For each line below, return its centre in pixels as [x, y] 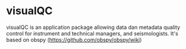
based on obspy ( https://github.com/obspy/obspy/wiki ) [74, 40]
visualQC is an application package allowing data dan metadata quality [93, 27]
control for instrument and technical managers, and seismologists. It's [92, 33]
